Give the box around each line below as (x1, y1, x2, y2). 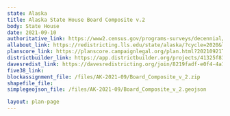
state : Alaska (7, 10, 48, 17)
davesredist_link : (7, 61, 60, 68)
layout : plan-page (7, 98, 60, 106)
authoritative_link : (7, 35, 66, 42)
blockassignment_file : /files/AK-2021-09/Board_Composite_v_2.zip (7, 73, 201, 81)
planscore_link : (7, 48, 53, 55)
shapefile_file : (7, 80, 53, 87)
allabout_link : (7, 42, 51, 48)
